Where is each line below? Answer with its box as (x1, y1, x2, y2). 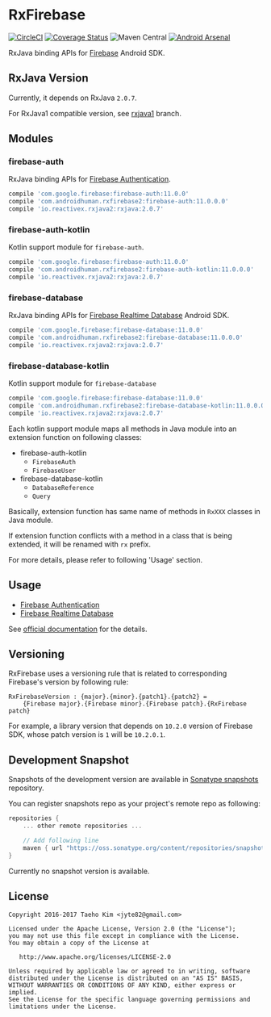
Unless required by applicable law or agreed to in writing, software (8, 967, 251, 976)
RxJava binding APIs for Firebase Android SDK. (8, 48, 165, 57)
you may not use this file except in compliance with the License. (8, 932, 240, 940)
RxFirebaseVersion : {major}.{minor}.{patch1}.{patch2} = (8, 693, 207, 701)
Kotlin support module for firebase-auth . (8, 242, 144, 252)
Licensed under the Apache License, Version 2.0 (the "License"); (8, 925, 236, 933)
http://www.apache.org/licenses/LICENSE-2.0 (19, 953, 172, 961)
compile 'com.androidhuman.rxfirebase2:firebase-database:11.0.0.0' (8, 333, 244, 342)
